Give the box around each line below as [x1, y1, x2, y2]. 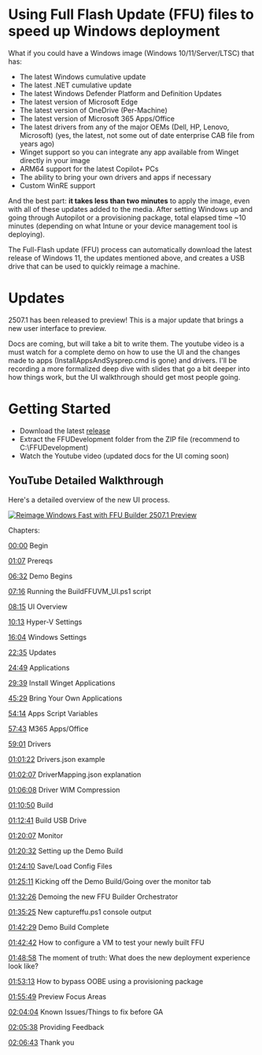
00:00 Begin [8, 541, 49, 550]
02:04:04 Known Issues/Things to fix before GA [8, 1007, 164, 1016]
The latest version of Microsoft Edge [19, 97, 138, 106]
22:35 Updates [8, 648, 57, 657]
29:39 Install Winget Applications [8, 678, 116, 687]
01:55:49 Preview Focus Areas [8, 991, 107, 1001]
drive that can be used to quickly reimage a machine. [8, 262, 180, 271]
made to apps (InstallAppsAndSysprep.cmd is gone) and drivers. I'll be [8, 355, 238, 365]
